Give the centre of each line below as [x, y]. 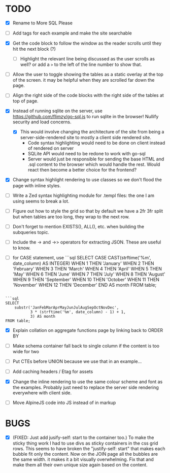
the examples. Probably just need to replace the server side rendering [86, 387]
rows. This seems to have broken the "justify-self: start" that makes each [89, 449]
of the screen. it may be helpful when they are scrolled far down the [83, 80]
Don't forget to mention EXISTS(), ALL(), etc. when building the [78, 226]
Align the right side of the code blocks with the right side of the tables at [88, 95]
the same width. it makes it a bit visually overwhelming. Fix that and [83, 459]
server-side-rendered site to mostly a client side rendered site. [86, 138]
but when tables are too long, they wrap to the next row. [71, 217]
